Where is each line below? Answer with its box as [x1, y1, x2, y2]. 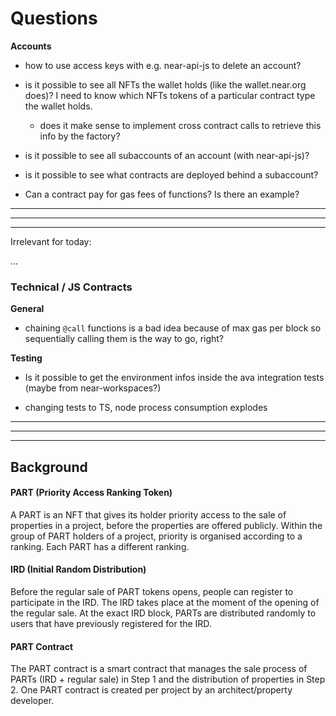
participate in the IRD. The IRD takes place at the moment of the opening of [10, 597, 320, 609]
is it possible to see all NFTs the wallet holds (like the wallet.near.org [24, 78, 307, 91]
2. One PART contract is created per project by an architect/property [10, 684, 293, 696]
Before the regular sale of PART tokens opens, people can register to [10, 586, 294, 598]
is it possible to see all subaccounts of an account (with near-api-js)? [24, 149, 310, 161]
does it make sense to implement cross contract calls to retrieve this [39, 119, 322, 131]
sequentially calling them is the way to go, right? [24, 333, 225, 345]
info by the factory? [39, 130, 121, 142]
